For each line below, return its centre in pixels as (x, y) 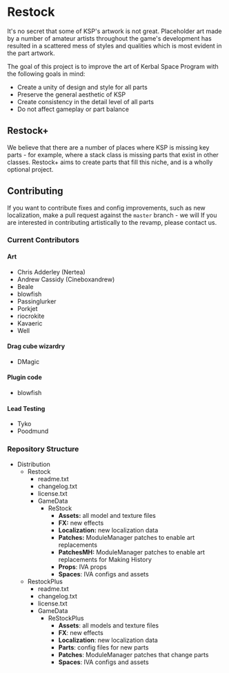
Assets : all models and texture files (109, 625)
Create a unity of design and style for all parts (82, 87)
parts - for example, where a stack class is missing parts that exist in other (113, 154)
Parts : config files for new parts (103, 647)
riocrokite (31, 316)
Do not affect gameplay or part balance (73, 109)
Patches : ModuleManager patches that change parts (133, 654)
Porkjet (27, 308)
